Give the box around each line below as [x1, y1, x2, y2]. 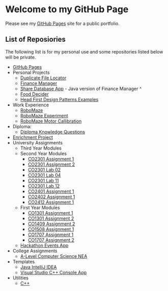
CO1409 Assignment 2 [27, 220, 75, 227]
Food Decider [20, 91, 49, 97]
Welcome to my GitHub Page [5, 4, 129, 15]
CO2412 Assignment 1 [27, 199, 74, 205]
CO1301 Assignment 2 [27, 215, 74, 221]
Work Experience [12, 102, 49, 108]
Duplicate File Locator [20, 75, 67, 81]
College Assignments [12, 248, 58, 254]
